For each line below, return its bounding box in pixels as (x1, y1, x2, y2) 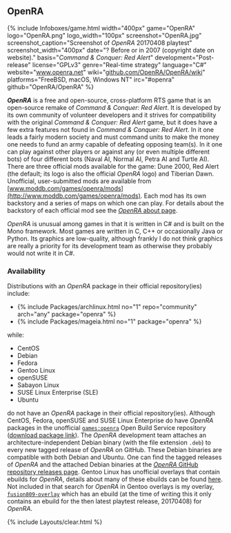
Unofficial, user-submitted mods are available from (7, 176, 152, 185)
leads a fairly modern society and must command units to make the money (7, 133, 219, 141)
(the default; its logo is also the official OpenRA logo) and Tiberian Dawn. (7, 169, 214, 178)
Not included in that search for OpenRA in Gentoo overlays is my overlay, (7, 483, 214, 491)
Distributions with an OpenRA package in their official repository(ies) (7, 282, 202, 290)
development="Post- (154, 53, 214, 62)
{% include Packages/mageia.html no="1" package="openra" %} (17, 317, 202, 326)
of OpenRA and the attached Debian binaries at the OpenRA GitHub (7, 460, 199, 469)
